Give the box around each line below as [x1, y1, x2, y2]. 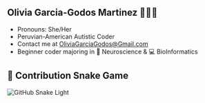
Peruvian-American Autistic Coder [17, 32, 115, 41]
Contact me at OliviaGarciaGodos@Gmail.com [17, 39, 148, 48]
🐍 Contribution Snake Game [7, 70, 129, 82]
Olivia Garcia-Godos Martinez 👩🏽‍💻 [7, 7, 158, 19]
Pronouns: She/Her [17, 25, 72, 33]
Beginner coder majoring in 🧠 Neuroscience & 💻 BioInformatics [17, 47, 198, 56]
